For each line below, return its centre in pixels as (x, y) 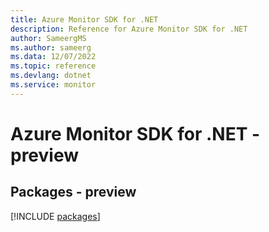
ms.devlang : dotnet (51, 76)
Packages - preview (73, 192)
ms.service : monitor (53, 85)
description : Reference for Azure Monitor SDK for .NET (129, 29)
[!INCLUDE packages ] (55, 216)
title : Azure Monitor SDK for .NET (84, 19)
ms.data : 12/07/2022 (53, 57)
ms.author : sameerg (51, 47)
